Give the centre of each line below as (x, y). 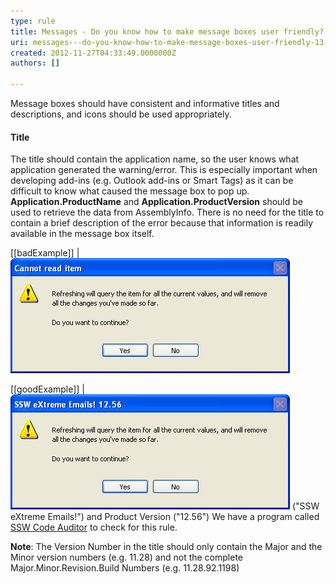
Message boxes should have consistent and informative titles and (145, 103)
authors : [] (35, 63)
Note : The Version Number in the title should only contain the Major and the (166, 547)
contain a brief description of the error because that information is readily (162, 223)
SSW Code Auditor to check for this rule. (94, 527)
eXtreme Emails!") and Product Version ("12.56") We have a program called (165, 517)
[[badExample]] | (45, 253)
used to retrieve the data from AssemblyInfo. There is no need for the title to (167, 212)
